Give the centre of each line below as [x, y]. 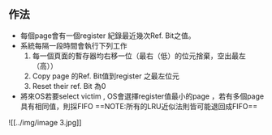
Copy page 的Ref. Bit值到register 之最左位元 [106, 76]
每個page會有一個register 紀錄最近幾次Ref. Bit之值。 [108, 36]
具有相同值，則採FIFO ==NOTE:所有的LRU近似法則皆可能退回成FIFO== [139, 106]
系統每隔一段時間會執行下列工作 [73, 45]
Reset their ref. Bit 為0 [69, 86]
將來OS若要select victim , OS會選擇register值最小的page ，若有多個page [142, 96]
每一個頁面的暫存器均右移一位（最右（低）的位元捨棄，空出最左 [139, 56]
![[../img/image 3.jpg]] [45, 122]
